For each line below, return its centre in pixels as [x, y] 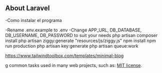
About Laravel [27, 8]
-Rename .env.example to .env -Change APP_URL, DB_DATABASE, [73, 30]
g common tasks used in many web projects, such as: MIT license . [74, 65]
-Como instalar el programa [34, 20]
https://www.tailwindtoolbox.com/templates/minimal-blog [64, 55]
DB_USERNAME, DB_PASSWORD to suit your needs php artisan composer [81, 35]
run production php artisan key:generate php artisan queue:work [72, 46]
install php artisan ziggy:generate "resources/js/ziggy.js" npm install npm [80, 40]
